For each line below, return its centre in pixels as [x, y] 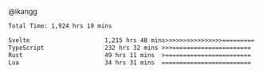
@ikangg [23, 12]
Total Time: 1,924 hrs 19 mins [60, 26]
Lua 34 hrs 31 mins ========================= [130, 63]
